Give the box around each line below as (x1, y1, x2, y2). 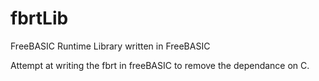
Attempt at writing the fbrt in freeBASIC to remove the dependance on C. (10, 59, 310, 71)
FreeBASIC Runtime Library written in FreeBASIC (10, 40, 211, 52)
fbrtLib (10, 7, 69, 30)
